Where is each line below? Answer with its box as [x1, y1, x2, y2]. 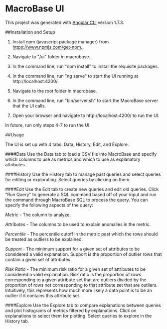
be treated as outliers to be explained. [5, 236, 83, 242]
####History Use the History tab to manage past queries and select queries [5, 171, 161, 177]
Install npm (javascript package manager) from [12, 38, 109, 45]
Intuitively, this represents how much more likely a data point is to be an [5, 287, 152, 293]
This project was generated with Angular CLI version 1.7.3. [5, 19, 125, 25]
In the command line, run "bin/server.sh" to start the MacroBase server [12, 98, 159, 104]
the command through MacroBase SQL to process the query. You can [5, 197, 148, 203]
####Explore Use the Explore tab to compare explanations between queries [5, 302, 161, 308]
